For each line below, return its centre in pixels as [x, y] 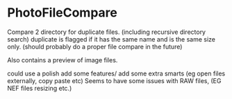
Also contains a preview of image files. [63, 60]
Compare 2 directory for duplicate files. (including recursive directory [107, 32]
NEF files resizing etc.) [40, 88]
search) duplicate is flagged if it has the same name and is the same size [111, 39]
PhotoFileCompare [63, 13]
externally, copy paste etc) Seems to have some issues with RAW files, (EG [114, 80]
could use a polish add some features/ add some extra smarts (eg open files [116, 73]
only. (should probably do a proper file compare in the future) [95, 46]
